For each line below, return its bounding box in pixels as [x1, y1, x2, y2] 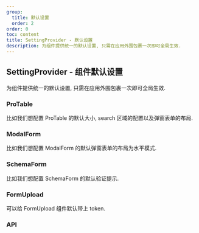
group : [6, 9, 23, 15]
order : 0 [6, 26, 29, 32]
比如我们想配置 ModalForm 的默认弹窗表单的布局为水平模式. [6, 144, 157, 152]
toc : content [6, 32, 40, 38]
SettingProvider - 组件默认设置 [6, 67, 123, 77]
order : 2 [12, 20, 34, 26]
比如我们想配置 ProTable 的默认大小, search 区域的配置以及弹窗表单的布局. [6, 114, 193, 122]
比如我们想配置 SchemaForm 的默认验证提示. [6, 175, 119, 182]
